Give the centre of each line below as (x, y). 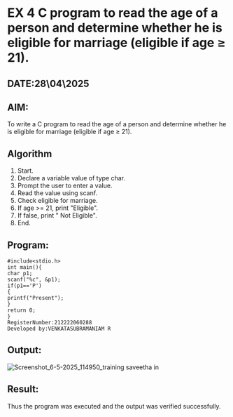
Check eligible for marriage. (57, 201)
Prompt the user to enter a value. (65, 186)
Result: (23, 389)
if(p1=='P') (24, 286)
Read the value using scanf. (57, 193)
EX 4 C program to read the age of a (113, 13)
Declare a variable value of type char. (71, 178)
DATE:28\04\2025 (48, 83)
